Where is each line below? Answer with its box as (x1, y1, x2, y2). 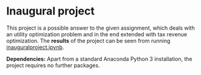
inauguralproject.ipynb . (6, 44, 64, 51)
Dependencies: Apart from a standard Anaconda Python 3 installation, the (6, 55, 192, 62)
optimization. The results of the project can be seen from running (6, 37, 171, 44)
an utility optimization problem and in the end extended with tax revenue (6, 30, 188, 37)
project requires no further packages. (6, 62, 100, 69)
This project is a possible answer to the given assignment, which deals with (6, 24, 196, 31)
